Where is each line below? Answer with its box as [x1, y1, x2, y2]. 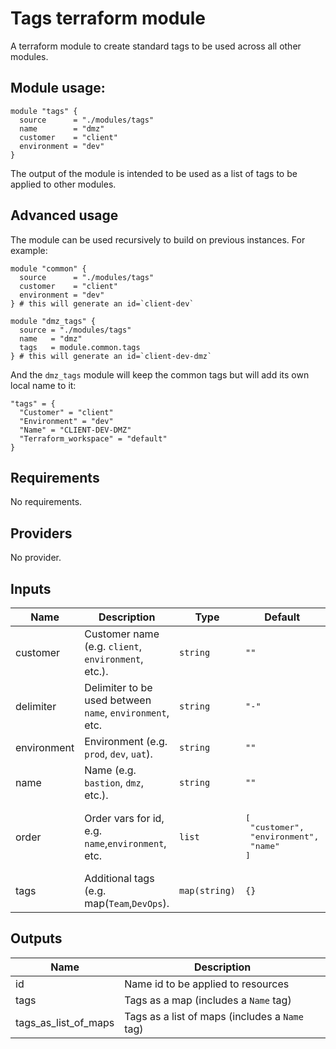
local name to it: [10, 379, 77, 391]
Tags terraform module [10, 7, 207, 30]
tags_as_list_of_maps [15, 1015, 115, 1029]
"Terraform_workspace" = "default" [19, 433, 168, 444]
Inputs [10, 580, 52, 597]
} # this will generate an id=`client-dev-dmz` [10, 351, 213, 361]
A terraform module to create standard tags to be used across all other [10, 40, 302, 52]
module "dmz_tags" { [10, 316, 97, 326]
